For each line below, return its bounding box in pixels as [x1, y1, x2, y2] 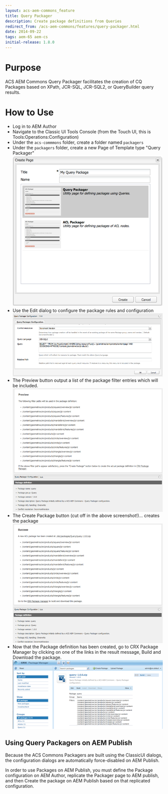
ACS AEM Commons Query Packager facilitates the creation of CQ [5, 78, 142, 85]
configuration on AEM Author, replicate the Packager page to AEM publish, [5, 772, 159, 778]
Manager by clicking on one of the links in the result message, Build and [12, 649, 161, 655]
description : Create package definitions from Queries [5, 19, 122, 24]
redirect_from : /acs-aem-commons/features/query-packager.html [5, 24, 140, 29]
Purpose [5, 62, 41, 74]
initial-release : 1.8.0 [5, 40, 55, 45]
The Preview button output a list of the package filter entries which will [12, 377, 158, 383]
